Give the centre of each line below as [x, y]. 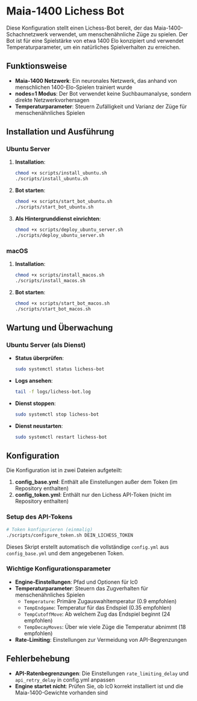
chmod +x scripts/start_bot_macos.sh [62, 303]
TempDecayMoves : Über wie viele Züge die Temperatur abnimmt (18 [105, 627]
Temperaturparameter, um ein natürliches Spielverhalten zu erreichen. [93, 47]
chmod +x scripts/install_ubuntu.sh [61, 173]
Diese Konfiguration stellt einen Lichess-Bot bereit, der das [80, 28]
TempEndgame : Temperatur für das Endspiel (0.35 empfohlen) [98, 607]
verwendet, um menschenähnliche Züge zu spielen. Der [119, 34]
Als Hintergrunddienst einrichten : [58, 218]
